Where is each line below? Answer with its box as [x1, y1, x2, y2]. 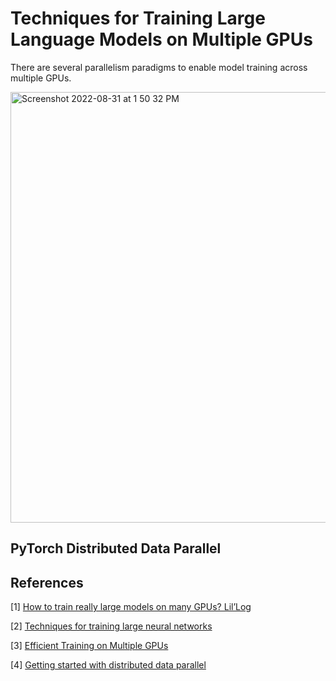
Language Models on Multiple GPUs [10, 28, 313, 51]
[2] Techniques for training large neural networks [10, 620, 213, 632]
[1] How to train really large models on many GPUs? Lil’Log [10, 601, 252, 613]
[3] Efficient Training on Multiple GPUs [10, 640, 169, 652]
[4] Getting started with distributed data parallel [10, 659, 207, 671]
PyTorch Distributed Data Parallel [10, 540, 222, 557]
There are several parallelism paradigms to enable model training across [10, 61, 308, 73]
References [10, 574, 84, 591]
